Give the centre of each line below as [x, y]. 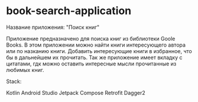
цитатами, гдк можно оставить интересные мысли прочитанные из [91, 64]
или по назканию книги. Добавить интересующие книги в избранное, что [99, 51]
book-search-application [69, 11]
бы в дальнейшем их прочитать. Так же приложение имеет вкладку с [94, 57]
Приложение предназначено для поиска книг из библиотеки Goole [91, 38]
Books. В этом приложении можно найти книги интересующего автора [96, 45]
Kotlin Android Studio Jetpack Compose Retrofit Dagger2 [76, 93]
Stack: [14, 81]
